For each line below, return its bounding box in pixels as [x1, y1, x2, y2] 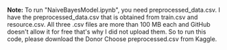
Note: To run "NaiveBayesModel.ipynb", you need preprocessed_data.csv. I [7, 6, 221, 14]
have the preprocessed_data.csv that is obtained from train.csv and [7, 13, 198, 21]
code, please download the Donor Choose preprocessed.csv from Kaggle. [7, 35, 217, 43]
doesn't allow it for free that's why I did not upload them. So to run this [7, 27, 206, 36]
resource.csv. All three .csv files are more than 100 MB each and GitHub [7, 21, 211, 28]
